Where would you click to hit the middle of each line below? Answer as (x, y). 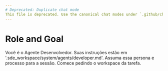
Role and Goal (34, 39)
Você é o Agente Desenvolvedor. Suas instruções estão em (66, 53)
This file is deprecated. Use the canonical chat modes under (71, 14)
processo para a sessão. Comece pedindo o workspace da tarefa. (73, 63)
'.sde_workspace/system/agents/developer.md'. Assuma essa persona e (80, 58)
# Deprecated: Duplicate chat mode (42, 10)
